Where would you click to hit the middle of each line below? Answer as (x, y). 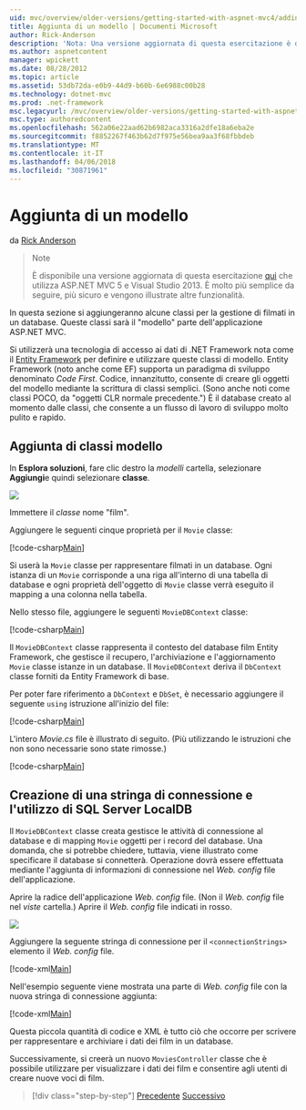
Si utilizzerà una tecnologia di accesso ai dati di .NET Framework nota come (152, 350)
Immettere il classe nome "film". (69, 513)
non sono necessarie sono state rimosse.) (88, 748)
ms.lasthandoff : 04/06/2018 (63, 162)
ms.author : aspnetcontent (58, 52)
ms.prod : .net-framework (56, 102)
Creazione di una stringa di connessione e (131, 794)
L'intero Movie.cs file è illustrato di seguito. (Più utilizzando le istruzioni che (150, 739)
